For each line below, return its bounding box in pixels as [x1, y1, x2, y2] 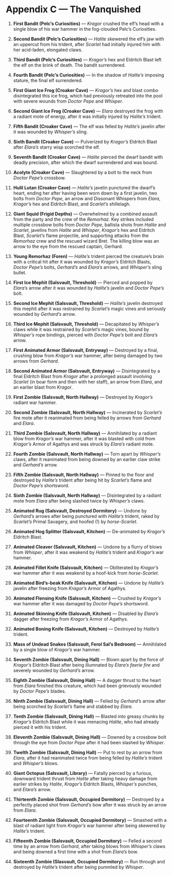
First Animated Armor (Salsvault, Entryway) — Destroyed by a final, [13, 347, 159, 353]
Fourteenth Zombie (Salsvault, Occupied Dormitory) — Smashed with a [13, 817, 167, 823]
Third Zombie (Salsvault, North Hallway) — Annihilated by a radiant [13, 430, 157, 436]
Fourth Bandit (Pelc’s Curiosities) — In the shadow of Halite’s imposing [13, 72, 164, 78]
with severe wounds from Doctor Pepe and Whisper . [13, 98, 124, 104]
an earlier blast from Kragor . [13, 384, 73, 390]
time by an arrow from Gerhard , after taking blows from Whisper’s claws [13, 843, 165, 849]
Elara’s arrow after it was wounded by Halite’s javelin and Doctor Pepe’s [13, 285, 164, 291]
